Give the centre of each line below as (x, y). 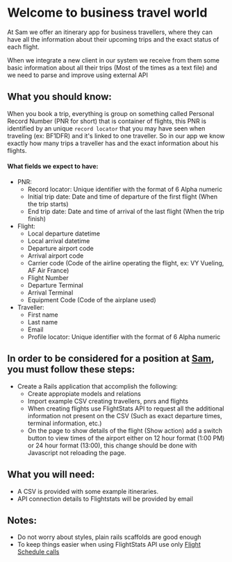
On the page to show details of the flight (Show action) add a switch (125, 430)
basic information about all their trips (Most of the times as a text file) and (112, 67)
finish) (37, 218)
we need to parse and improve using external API (77, 75)
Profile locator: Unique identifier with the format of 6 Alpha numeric (124, 337)
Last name (42, 322)
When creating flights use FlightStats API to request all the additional (126, 408)
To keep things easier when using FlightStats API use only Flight (109, 545)
